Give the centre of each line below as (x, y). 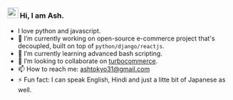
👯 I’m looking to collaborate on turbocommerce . (88, 61)
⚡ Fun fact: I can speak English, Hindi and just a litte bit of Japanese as (121, 80)
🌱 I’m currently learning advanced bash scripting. (90, 54)
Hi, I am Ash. (42, 16)
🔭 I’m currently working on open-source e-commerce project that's (116, 38)
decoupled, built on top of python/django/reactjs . (91, 46)
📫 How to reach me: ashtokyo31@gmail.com (84, 69)
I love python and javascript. (59, 31)
